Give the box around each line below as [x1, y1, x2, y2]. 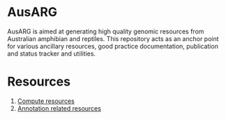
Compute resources [17, 97, 75, 105]
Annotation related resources [17, 104, 101, 112]
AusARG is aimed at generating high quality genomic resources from [7, 27, 204, 35]
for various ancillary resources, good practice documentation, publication [7, 42, 218, 50]
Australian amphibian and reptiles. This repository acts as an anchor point [7, 34, 219, 42]
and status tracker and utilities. [7, 49, 96, 58]
